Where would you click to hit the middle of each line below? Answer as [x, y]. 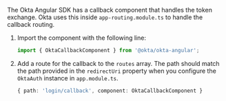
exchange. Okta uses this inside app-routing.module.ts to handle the [105, 17]
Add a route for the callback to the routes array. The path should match [118, 63]
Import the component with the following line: [82, 38]
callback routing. [31, 24]
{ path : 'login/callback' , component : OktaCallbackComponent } [110, 91]
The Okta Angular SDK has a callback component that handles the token [110, 10]
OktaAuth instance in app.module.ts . [68, 78]
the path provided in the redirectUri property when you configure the [117, 71]
